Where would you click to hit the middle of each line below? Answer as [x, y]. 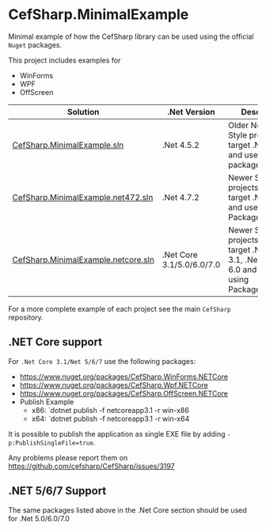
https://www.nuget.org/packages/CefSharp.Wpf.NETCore [114, 384]
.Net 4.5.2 [180, 145]
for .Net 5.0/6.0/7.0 [39, 518]
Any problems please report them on [68, 457]
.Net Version [191, 112]
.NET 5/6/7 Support [57, 491]
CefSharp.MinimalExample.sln [68, 145]
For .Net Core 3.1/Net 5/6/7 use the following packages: [102, 361]
